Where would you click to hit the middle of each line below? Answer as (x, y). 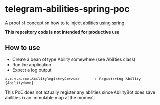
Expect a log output (32, 70)
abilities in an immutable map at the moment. (50, 97)
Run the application (32, 64)
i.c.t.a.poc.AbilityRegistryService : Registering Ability (73, 79)
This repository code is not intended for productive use (62, 32)
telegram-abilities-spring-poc (67, 9)
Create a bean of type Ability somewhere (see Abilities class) (74, 59)
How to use (23, 48)
